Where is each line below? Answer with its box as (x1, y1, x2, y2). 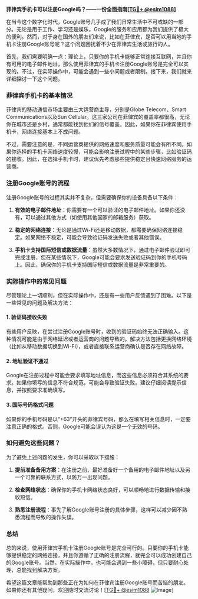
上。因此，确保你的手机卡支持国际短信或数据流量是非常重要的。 (14, 261, 170, 268)
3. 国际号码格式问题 (6, 401, 54, 408)
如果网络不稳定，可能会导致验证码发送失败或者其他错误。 (25, 234, 165, 241)
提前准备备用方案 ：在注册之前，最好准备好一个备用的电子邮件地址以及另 (14, 466, 190, 473)
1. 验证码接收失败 (6, 313, 48, 321)
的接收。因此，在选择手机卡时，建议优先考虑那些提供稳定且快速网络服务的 (6, 156, 187, 163)
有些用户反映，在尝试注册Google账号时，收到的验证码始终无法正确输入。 (6, 328, 184, 335)
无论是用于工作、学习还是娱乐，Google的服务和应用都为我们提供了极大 (16, 26, 189, 33)
